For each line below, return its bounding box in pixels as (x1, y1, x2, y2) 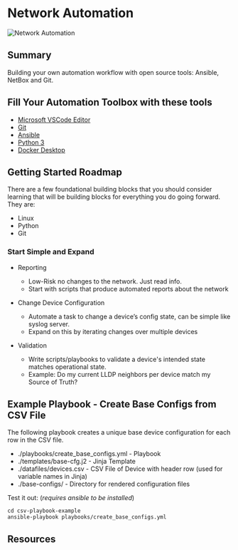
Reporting (17, 263, 48, 271)
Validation (17, 341, 48, 350)
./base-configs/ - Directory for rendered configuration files (17, 479, 190, 489)
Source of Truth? (28, 378, 78, 386)
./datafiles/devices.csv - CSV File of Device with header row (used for (17, 465, 223, 473)
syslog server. (28, 319, 70, 328)
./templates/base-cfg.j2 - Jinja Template (17, 457, 136, 466)
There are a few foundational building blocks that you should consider (7, 185, 212, 194)
